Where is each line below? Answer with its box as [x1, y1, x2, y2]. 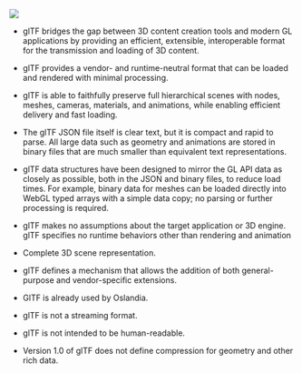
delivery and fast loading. [22, 109, 118, 120]
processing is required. [22, 203, 109, 213]
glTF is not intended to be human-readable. [22, 328, 186, 338]
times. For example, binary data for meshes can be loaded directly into [22, 183, 287, 194]
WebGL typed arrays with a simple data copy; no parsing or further [22, 193, 274, 204]
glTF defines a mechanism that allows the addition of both [22, 265, 240, 276]
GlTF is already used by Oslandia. [22, 292, 149, 303]
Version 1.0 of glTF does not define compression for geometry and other [22, 346, 294, 356]
